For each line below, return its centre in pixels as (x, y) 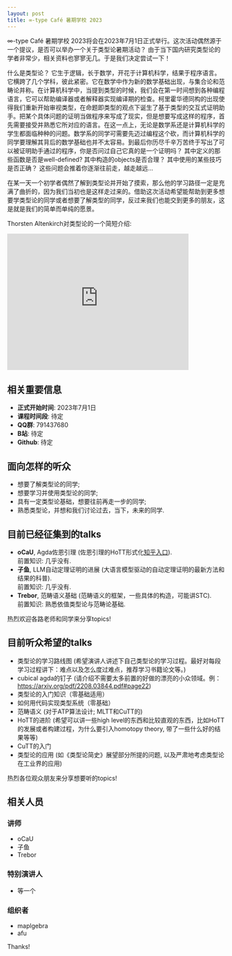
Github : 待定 (35, 442)
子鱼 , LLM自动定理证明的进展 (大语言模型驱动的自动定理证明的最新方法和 (121, 569)
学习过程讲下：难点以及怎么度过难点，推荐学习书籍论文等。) (101, 669)
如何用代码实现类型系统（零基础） (66, 702)
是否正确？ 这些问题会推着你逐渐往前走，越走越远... (80, 168)
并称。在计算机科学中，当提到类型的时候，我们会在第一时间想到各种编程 (122, 90)
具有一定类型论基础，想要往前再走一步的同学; (82, 502)
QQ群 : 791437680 (43, 425)
